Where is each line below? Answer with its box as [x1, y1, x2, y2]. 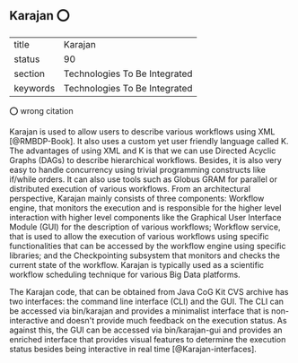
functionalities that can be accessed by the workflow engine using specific [9, 240, 286, 251]
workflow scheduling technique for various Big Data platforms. [9, 269, 241, 280]
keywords [13, 82, 56, 94]
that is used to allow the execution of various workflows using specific [9, 230, 269, 241]
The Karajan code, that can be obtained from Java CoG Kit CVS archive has [9, 286, 289, 297]
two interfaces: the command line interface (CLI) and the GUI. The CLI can [9, 296, 285, 307]
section [13, 67, 46, 80]
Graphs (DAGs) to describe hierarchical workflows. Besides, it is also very [9, 154, 283, 165]
